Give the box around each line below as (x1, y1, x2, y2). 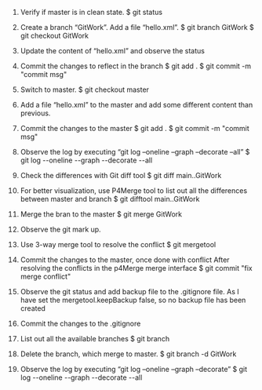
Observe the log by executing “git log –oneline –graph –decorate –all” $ (20, 148, 250, 156)
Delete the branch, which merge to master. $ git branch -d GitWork (20, 349, 237, 359)
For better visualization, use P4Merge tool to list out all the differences (20, 186, 248, 195)
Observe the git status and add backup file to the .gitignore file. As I (20, 287, 239, 296)
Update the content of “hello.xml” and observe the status (20, 46, 205, 55)
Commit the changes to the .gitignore (20, 319, 141, 328)
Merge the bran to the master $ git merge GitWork (20, 210, 183, 219)
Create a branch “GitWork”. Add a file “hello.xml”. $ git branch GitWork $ (20, 23, 254, 31)
